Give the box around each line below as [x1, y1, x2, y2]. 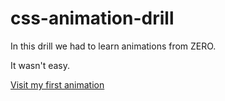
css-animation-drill [10, 7, 175, 30]
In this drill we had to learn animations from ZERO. [10, 40, 217, 52]
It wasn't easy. [10, 59, 71, 71]
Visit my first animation [10, 78, 105, 91]
